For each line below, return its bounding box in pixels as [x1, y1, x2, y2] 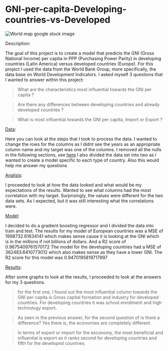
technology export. [17, 304, 57, 311]
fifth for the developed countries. [17, 340, 86, 346]
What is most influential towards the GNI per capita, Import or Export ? [17, 116, 163, 122]
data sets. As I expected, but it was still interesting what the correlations [5, 198, 154, 204]
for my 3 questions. [5, 279, 46, 285]
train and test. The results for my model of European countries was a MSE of [5, 228, 163, 234]
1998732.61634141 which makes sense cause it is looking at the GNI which [5, 233, 159, 239]
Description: [5, 40, 31, 46]
